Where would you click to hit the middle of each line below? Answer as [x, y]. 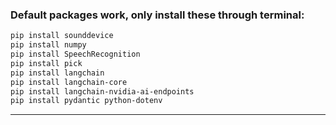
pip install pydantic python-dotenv [86, 101]
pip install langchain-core [69, 82]
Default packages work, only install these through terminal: [157, 15]
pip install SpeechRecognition [75, 54]
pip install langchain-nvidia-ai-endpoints [102, 91]
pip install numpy [48, 45]
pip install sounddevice [62, 36]
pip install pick [46, 63]
